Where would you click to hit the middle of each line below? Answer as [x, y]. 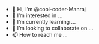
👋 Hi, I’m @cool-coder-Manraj [49, 9]
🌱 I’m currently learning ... [44, 22]
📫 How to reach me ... [40, 35]
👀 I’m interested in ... [37, 15]
